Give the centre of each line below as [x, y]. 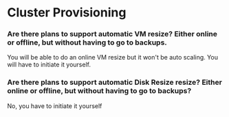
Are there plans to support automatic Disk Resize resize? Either [115, 82]
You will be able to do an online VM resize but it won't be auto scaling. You [113, 57]
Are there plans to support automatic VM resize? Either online [112, 34]
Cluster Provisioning [67, 13]
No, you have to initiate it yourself [55, 106]
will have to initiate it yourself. [49, 65]
